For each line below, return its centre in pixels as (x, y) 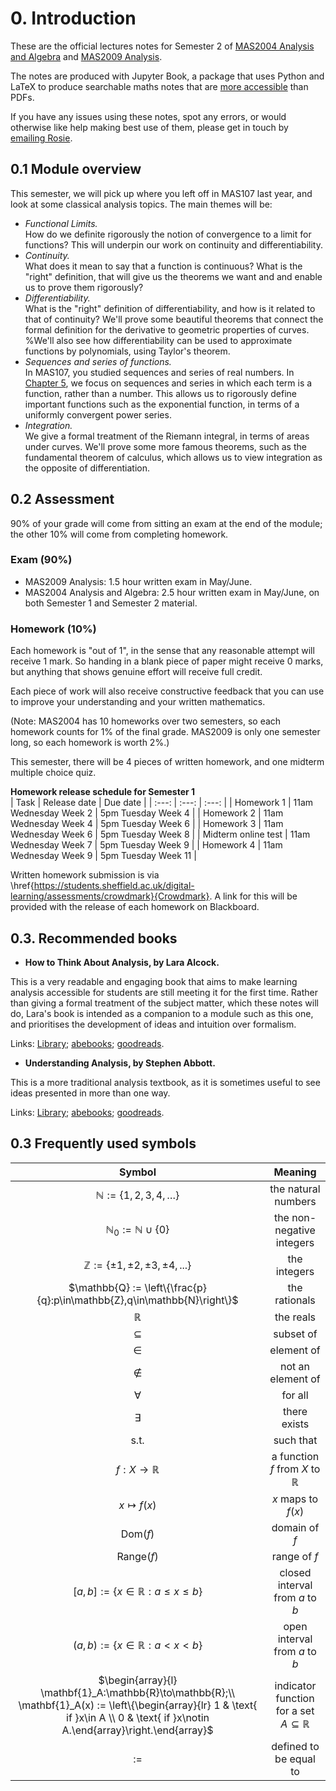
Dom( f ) (137, 1534)
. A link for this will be (253, 896)
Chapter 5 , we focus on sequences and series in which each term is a (168, 383)
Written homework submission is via (85, 875)
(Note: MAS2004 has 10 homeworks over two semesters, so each (146, 721)
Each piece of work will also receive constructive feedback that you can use (167, 691)
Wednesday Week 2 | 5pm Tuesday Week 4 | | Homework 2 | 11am (147, 813)
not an (295, 1366)
